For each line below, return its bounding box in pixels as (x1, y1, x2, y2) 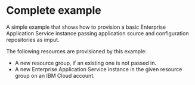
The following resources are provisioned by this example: (6, 47, 147, 54)
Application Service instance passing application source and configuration (6, 29, 189, 37)
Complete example (6, 4, 101, 17)
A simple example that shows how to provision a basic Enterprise (6, 23, 166, 31)
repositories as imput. (6, 36, 60, 43)
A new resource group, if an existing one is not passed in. (14, 59, 157, 66)
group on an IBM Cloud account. (14, 72, 95, 79)
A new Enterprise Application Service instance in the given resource (14, 65, 182, 72)
